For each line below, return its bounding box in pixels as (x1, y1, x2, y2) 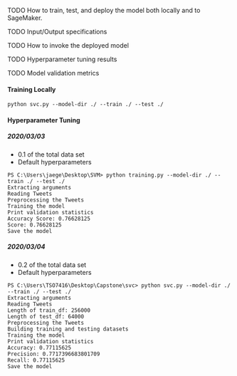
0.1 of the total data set (17, 150, 85, 159)
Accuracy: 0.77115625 (7, 344, 72, 351)
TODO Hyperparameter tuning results (7, 55, 117, 63)
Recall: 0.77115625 (7, 356, 65, 364)
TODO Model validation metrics (7, 69, 100, 77)
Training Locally (7, 85, 56, 93)
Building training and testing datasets (7, 325, 130, 333)
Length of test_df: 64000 (7, 313, 84, 320)
